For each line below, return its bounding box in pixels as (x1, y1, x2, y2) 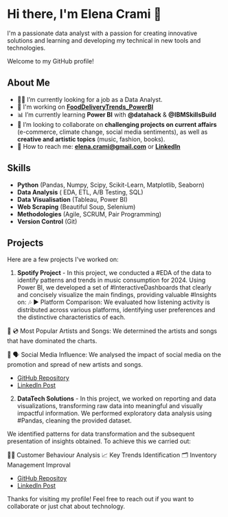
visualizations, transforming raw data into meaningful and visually (16, 402, 203, 410)
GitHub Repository (16, 374, 70, 382)
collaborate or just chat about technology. (7, 503, 126, 511)
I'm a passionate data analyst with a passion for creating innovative (7, 29, 198, 37)
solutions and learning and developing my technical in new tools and (7, 36, 201, 44)
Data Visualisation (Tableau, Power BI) (16, 195, 128, 203)
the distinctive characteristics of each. (16, 313, 126, 321)
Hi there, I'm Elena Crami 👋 (7, 6, 162, 22)
